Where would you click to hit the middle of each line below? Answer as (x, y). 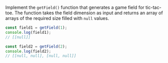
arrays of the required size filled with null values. (57, 18)
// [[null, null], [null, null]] (41, 56)
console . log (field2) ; (28, 51)
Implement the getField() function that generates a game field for (75, 7)
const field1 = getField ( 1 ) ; (36, 28)
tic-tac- (153, 7)
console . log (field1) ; (28, 32)
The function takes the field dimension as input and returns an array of (89, 13)
